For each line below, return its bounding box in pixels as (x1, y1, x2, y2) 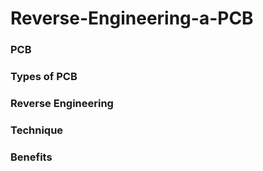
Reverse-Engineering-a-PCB (10, 7, 254, 30)
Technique (10, 123, 64, 137)
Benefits (10, 150, 53, 164)
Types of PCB (10, 70, 78, 84)
